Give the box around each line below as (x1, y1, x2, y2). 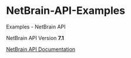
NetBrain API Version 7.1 (6, 34, 65, 41)
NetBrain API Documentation (6, 45, 76, 53)
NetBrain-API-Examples (6, 4, 125, 17)
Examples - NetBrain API (6, 23, 66, 30)
